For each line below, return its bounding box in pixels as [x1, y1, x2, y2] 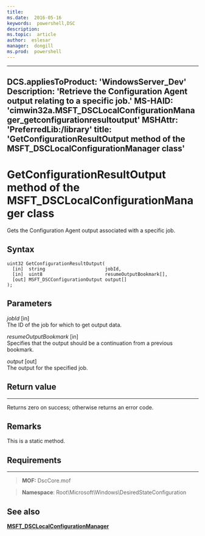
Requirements [7, 455, 61, 465]
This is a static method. [7, 437, 66, 445]
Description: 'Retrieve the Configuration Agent [7, 86, 188, 97]
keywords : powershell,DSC [7, 20, 75, 26]
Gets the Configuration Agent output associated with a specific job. [7, 227, 176, 234]
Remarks [7, 421, 42, 431]
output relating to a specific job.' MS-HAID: [7, 96, 173, 107]
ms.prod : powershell [7, 49, 62, 55]
